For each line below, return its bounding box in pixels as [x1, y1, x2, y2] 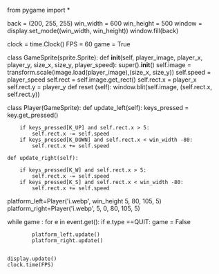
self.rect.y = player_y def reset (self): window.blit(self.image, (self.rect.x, [7, 83, 213, 91]
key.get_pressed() [7, 111, 59, 119]
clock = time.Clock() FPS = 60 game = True [7, 40, 131, 48]
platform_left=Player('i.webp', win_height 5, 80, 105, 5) [7, 197, 162, 205]
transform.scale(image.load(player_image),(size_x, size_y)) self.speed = [7, 68, 211, 76]
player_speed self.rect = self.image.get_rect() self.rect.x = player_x [7, 75, 197, 84]
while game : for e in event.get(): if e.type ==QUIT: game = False [7, 218, 191, 226]
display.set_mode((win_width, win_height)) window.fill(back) [7, 27, 179, 35]
